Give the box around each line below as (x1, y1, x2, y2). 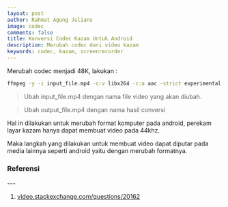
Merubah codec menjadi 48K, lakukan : (7, 66, 118, 75)
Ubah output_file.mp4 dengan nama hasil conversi (23, 105, 166, 113)
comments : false (7, 29, 53, 36)
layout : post (7, 10, 44, 17)
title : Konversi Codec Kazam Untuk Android (7, 36, 133, 42)
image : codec (7, 23, 44, 29)
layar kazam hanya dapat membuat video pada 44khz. (7, 126, 160, 134)
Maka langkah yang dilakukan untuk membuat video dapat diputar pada (7, 139, 209, 148)
